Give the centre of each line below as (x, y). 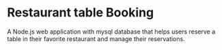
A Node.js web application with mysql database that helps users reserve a (111, 32)
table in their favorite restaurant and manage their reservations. (96, 38)
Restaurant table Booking (81, 13)
